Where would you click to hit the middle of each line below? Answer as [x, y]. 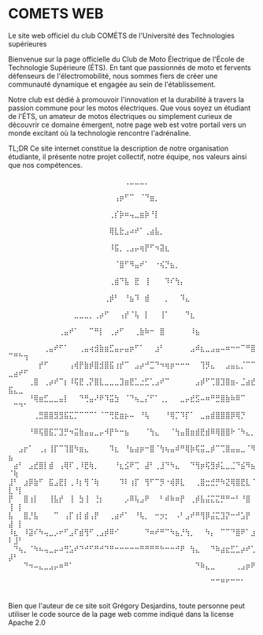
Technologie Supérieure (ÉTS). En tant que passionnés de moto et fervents [130, 67]
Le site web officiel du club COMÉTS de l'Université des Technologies [121, 35]
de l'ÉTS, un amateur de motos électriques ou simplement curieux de [120, 116]
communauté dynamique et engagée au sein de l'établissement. [112, 84]
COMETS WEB [56, 14]
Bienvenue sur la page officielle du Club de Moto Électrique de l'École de [126, 59]
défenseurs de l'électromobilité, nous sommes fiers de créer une [113, 76]
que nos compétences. [45, 165]
